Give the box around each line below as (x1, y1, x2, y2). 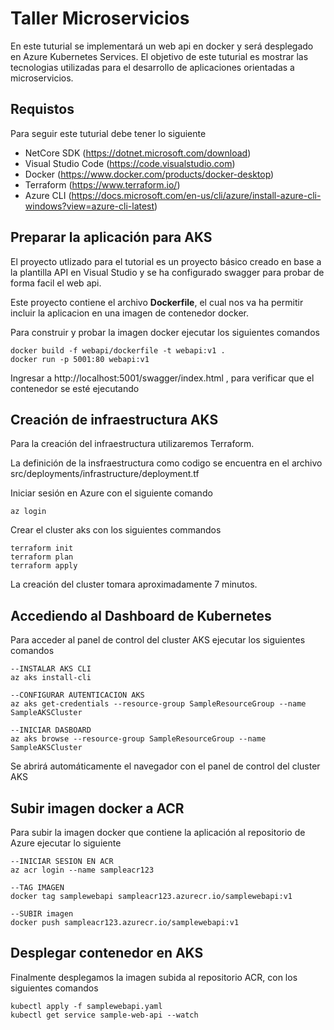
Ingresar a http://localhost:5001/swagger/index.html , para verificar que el (10, 372, 315, 384)
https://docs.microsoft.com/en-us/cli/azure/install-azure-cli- (71, 189, 322, 201)
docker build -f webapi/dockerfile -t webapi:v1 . (10, 345, 226, 356)
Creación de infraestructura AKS (10, 411, 219, 428)
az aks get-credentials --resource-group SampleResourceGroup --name (10, 699, 307, 709)
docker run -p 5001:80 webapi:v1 (10, 354, 150, 364)
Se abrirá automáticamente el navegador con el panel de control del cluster (10, 760, 321, 772)
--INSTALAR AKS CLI (10, 664, 92, 674)
